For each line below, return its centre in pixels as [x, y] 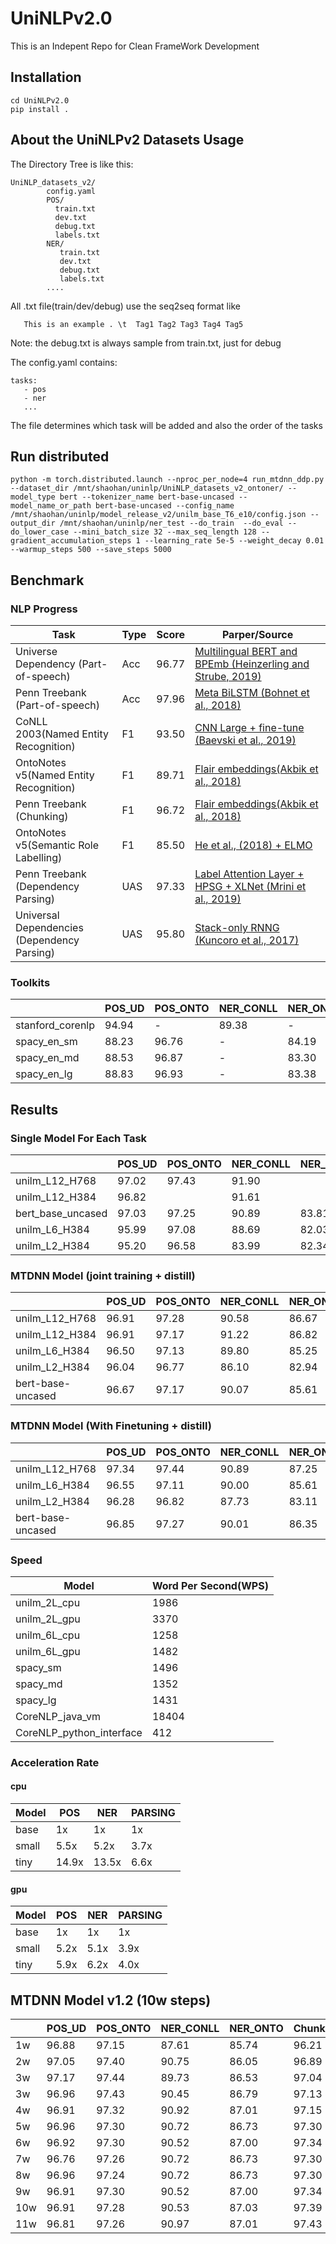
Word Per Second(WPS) [210, 1585]
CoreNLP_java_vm [58, 1716]
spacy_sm [38, 1667]
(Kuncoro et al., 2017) [247, 940]
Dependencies [49, 928]
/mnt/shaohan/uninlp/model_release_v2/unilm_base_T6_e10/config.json [158, 515]
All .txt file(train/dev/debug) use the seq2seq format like [125, 306]
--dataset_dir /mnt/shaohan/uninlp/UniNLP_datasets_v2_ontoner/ [147, 488]
